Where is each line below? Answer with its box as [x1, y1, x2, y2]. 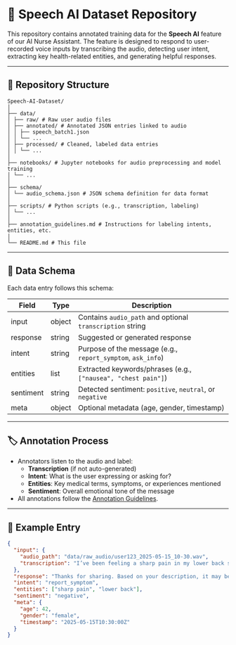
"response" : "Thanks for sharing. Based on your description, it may [13, 573, 221, 580]
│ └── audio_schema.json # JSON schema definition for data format [7, 190, 209, 197]
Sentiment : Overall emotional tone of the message [27, 487, 175, 495]
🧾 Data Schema [7, 265, 76, 277]
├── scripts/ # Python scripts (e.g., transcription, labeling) [7, 202, 199, 210]
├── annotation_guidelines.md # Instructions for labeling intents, [7, 221, 212, 228]
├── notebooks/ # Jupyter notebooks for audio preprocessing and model [7, 159, 221, 166]
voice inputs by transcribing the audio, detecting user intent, [34, 44, 210, 53]
